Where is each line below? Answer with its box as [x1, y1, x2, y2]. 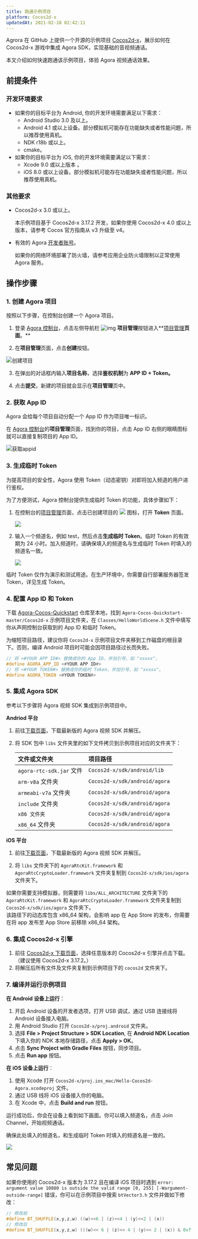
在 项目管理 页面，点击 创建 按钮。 [14, 344, 93, 352]
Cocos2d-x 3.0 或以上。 [14, 206, 74, 213]
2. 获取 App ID [6, 398, 47, 406]
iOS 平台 [6, 836, 27, 843]
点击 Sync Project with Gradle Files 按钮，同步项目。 [14, 1044, 144, 1052]
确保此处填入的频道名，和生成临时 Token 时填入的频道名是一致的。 [6, 1132, 169, 1139]
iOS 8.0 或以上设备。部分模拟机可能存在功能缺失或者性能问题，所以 [23, 169, 187, 176]
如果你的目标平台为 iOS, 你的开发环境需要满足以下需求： [14, 154, 152, 161]
